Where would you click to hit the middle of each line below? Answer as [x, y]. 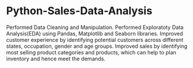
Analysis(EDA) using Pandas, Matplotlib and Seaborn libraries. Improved [95, 33]
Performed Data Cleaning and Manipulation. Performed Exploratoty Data [95, 27]
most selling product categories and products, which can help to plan [91, 52]
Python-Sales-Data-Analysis [80, 11]
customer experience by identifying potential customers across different [95, 40]
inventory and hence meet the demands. [56, 59]
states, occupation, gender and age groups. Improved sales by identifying [97, 46]
